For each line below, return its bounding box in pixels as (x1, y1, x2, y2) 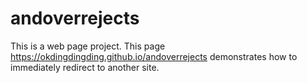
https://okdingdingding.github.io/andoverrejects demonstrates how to (10, 50, 298, 62)
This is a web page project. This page (10, 40, 166, 52)
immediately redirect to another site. (10, 61, 160, 73)
